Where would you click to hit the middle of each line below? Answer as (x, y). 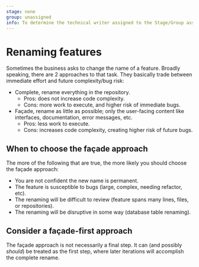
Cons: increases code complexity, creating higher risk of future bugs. (108, 130)
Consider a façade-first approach (69, 231)
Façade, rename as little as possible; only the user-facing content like (99, 111)
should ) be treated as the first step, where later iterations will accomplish (95, 251)
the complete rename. (33, 258)
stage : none (21, 12)
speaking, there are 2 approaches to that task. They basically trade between (99, 75)
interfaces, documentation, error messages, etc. (74, 118)
